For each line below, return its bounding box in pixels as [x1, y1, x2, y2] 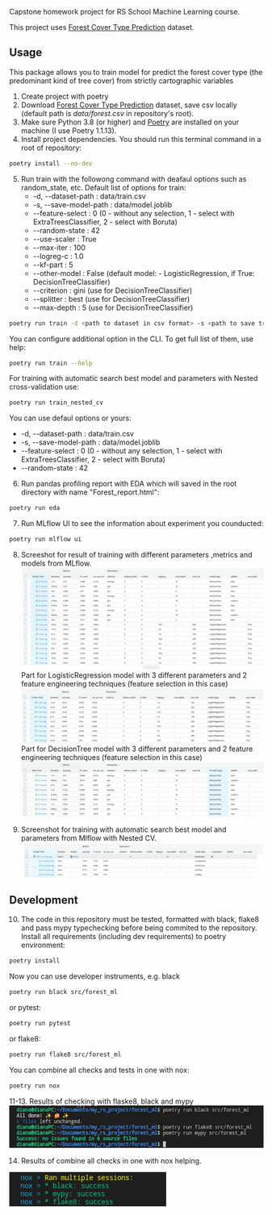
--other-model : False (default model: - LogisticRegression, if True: [32, 268, 255, 278]
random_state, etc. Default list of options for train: [20, 182, 186, 192]
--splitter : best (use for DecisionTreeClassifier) [32, 294, 190, 303]
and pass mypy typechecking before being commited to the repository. [20, 923, 257, 933]
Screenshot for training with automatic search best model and [20, 825, 227, 834]
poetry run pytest [9, 1020, 71, 1028]
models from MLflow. [20, 558, 92, 568]
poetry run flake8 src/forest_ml [9, 1050, 122, 1059]
